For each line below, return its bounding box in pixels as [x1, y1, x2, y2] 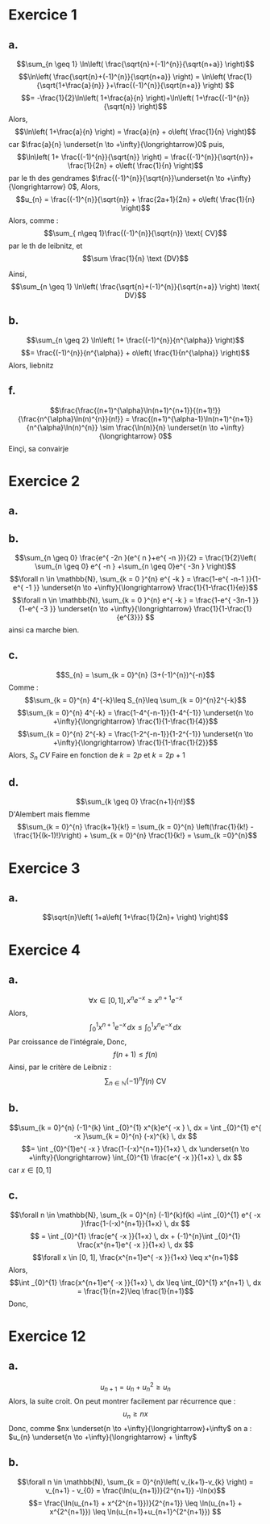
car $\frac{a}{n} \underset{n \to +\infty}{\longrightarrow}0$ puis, [8, 140, 226, 149]
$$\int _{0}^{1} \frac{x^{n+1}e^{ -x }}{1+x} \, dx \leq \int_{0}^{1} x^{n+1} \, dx [9, 1278, 262, 1287]
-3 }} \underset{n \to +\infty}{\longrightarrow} [39, 604, 193, 614]
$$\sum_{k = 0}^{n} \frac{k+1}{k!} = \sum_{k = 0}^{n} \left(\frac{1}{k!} [17, 822, 249, 832]
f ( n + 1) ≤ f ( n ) [112, 1049, 159, 1059]
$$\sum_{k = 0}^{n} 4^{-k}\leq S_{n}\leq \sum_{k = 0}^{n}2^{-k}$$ [24, 695, 247, 704]
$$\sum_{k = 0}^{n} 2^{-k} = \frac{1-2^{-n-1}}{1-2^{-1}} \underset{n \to [17, 728, 254, 738]
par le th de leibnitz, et [8, 241, 83, 250]
